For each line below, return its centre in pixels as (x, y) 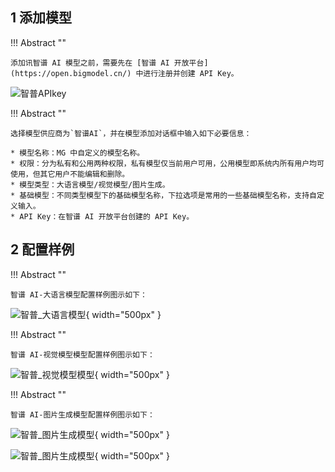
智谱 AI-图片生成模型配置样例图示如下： (82, 414)
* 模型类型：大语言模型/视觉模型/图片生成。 (90, 184)
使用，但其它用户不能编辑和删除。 (70, 174)
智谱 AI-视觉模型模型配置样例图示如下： (82, 354)
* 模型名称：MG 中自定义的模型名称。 (77, 153)
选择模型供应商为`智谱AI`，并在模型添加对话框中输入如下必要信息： (131, 133)
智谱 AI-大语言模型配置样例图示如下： (79, 294)
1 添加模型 (41, 18)
